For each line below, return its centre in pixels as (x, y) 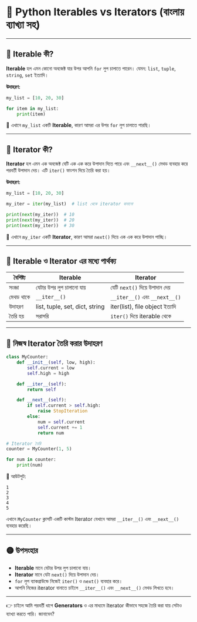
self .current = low (51, 368)
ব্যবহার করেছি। (19, 525)
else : (34, 417)
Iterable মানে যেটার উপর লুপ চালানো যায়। (53, 568)
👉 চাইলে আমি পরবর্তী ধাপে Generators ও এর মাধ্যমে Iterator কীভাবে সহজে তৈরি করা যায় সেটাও (94, 605)
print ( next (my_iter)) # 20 (40, 220)
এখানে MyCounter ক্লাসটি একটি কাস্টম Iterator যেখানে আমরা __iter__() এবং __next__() (93, 519)
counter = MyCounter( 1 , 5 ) (39, 449)
